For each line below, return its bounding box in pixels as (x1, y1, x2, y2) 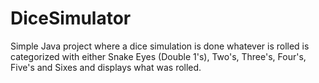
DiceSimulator (10, 7, 132, 30)
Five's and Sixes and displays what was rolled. (10, 61, 202, 73)
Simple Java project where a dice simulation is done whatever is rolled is (10, 40, 310, 52)
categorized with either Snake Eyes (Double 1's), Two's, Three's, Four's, (10, 50, 307, 62)
